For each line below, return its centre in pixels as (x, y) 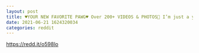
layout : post (22, 11)
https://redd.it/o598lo (32, 44)
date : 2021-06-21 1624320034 (42, 22)
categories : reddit (30, 28)
